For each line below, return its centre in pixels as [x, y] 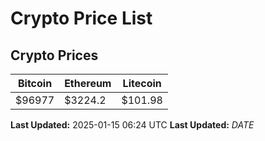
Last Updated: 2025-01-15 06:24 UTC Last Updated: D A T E [132, 125]
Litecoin [142, 83]
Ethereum [88, 83]
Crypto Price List [81, 18]
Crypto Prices [54, 55]
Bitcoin [35, 83]
